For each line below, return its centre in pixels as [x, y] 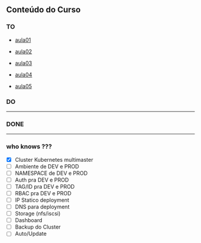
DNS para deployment [42, 207]
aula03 [23, 63]
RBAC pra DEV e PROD [43, 193]
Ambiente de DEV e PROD [47, 166]
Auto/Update [31, 234]
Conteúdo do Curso [43, 10]
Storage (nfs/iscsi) [38, 214]
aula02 [23, 51]
